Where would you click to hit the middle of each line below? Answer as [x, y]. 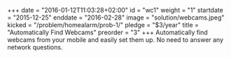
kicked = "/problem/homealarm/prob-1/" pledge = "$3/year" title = [103, 25]
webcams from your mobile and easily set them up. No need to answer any [115, 40]
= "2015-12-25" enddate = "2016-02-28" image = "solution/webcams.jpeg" [116, 17]
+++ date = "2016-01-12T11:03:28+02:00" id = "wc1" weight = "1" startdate [115, 10]
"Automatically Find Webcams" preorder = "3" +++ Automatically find [107, 32]
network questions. [35, 47]
